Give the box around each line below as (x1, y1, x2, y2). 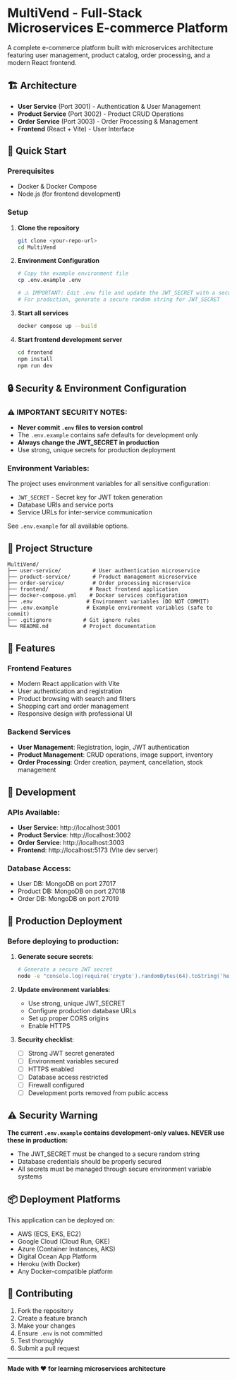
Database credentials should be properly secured (17, 1157, 162, 1165)
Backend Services (7, 726, 71, 736)
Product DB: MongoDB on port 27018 (17, 887, 126, 895)
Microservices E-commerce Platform (7, 20, 229, 36)
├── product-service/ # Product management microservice (7, 574, 197, 581)
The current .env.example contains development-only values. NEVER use (7, 1128, 225, 1137)
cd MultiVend (17, 244, 56, 251)
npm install (17, 355, 53, 362)
